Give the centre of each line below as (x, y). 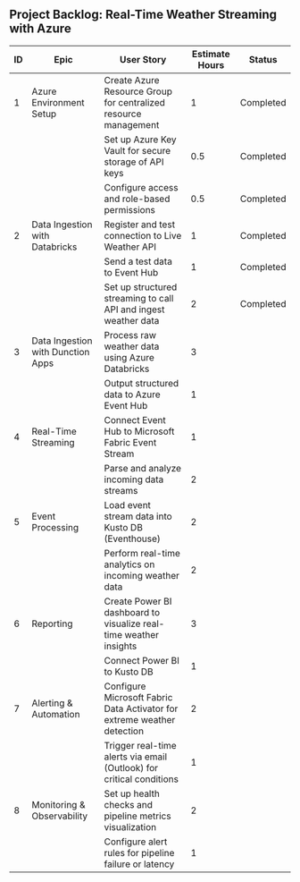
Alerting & (52, 703)
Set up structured (141, 287)
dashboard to (132, 612)
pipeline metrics (137, 816)
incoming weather (142, 575)
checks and (129, 804)
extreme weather (140, 719)
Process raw (130, 335)
